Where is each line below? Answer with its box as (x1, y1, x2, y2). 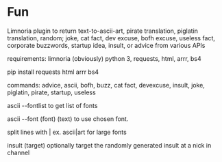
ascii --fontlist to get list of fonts (7, 101, 98, 109)
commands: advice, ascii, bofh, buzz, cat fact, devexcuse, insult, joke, (7, 81, 206, 89)
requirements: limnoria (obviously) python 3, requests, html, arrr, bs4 (7, 54, 202, 62)
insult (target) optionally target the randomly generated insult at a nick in (7, 141, 212, 149)
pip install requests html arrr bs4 (7, 68, 99, 76)
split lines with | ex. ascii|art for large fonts (7, 128, 127, 136)
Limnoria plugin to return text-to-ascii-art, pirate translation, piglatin (7, 27, 199, 35)
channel (7, 148, 30, 157)
